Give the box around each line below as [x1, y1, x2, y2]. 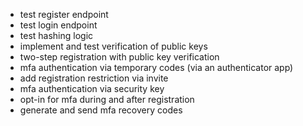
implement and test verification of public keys [19, 40, 208, 52]
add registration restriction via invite [19, 72, 169, 84]
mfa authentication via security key [19, 83, 165, 94]
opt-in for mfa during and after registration [19, 94, 195, 105]
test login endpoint [19, 19, 98, 31]
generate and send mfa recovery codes [19, 104, 183, 116]
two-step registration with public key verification [19, 51, 220, 63]
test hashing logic [19, 30, 94, 41]
